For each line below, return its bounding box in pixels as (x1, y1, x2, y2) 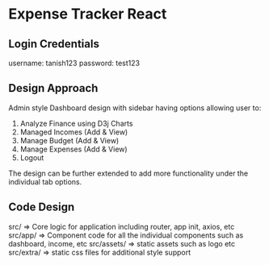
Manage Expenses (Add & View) (19, 144, 128, 154)
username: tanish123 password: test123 (8, 58, 140, 68)
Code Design (8, 201, 75, 214)
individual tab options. (8, 176, 82, 186)
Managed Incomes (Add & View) (19, 126, 128, 137)
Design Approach (8, 81, 99, 95)
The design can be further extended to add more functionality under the (8, 168, 249, 178)
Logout (19, 152, 44, 162)
